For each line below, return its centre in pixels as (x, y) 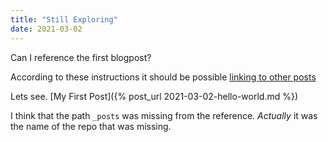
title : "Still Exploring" (64, 19)
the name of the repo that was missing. (91, 126)
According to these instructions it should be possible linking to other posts (163, 77)
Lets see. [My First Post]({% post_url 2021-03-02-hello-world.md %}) (154, 96)
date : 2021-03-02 (46, 29)
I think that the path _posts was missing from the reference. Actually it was (164, 115)
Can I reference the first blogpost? (81, 57)
